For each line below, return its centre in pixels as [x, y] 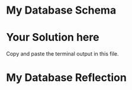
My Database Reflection [67, 78]
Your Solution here [53, 38]
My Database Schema [61, 10]
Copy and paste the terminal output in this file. [62, 54]
